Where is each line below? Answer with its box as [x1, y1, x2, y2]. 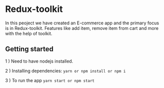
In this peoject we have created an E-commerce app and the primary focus [5, 20, 160, 26]
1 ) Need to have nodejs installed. [5, 58, 73, 64]
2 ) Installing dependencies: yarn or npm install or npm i [5, 68, 126, 74]
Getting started [5, 45, 54, 53]
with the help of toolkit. [5, 30, 52, 36]
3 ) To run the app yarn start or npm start [5, 77, 95, 83]
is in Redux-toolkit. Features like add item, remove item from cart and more [5, 25, 159, 31]
